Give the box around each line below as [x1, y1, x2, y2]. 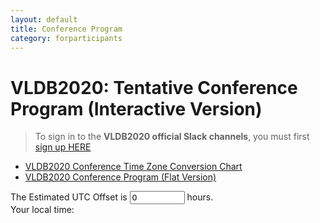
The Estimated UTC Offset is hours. [10, 191, 214, 203]
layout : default [10, 14, 78, 25]
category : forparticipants [10, 33, 123, 43]
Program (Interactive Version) [10, 97, 263, 120]
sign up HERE [34, 141, 92, 153]
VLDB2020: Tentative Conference [10, 76, 298, 99]
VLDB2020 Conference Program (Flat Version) [24, 171, 217, 183]
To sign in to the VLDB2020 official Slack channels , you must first [34, 131, 310, 143]
